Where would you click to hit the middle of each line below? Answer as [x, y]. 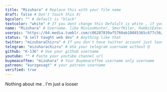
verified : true [21, 70]
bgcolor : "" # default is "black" [41, 19]
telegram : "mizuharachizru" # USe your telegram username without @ [78, 47]
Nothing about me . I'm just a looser [42, 84]
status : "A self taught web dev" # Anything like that [63, 38]
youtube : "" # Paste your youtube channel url [54, 56]
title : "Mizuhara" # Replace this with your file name [63, 10]
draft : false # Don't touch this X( [43, 14]
